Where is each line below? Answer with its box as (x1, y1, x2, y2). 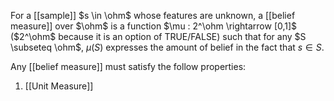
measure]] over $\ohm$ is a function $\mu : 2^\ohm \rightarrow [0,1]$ (10, 20, 298, 32)
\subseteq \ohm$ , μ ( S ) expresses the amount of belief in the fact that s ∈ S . (10, 41, 325, 53)
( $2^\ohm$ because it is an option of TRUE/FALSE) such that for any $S (10, 31, 307, 42)
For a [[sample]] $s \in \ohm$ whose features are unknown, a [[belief (10, 10, 296, 21)
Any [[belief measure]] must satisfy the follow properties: (10, 61, 247, 72)
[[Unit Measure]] (24, 80, 94, 92)
